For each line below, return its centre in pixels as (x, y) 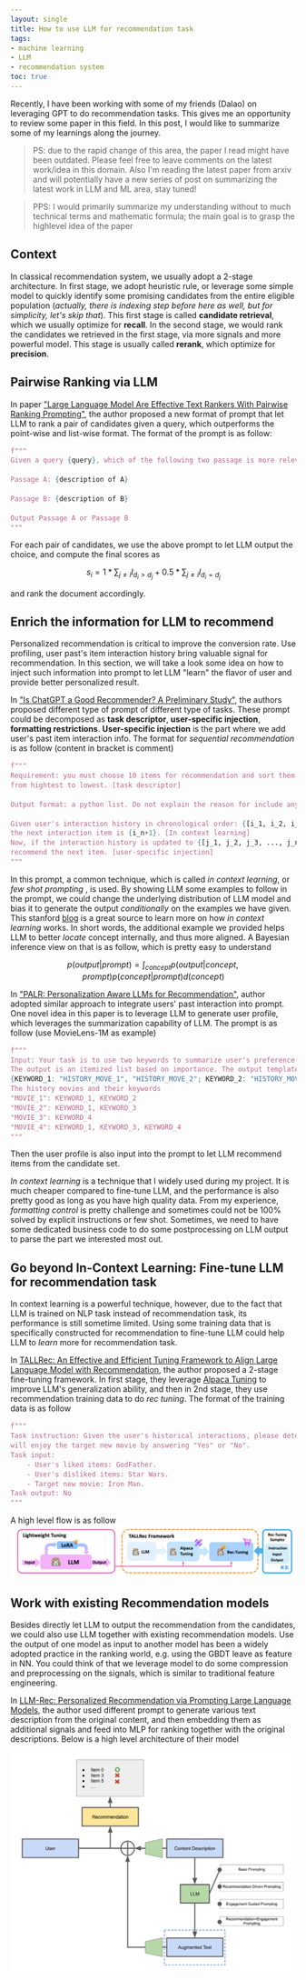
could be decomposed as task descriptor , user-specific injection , (136, 719)
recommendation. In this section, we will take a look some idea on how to (147, 663)
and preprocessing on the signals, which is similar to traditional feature (143, 1674)
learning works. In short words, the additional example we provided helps (148, 927)
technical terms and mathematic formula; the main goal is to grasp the (163, 216)
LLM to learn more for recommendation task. (94, 1343)
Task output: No (41, 1494)
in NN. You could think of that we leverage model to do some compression (149, 1664)
